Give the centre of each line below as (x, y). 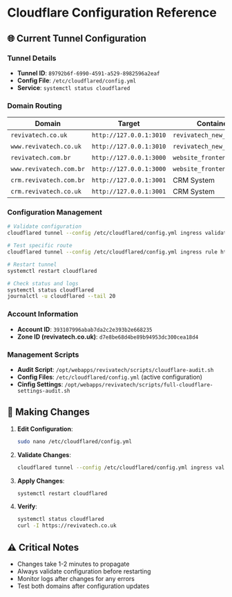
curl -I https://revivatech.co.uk (67, 526)
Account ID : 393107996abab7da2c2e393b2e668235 (85, 329)
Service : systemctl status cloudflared (74, 87)
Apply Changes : (41, 481)
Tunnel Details (32, 58)
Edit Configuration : (45, 429)
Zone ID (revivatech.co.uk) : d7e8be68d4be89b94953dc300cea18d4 (108, 337)
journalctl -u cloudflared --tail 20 (61, 296)
